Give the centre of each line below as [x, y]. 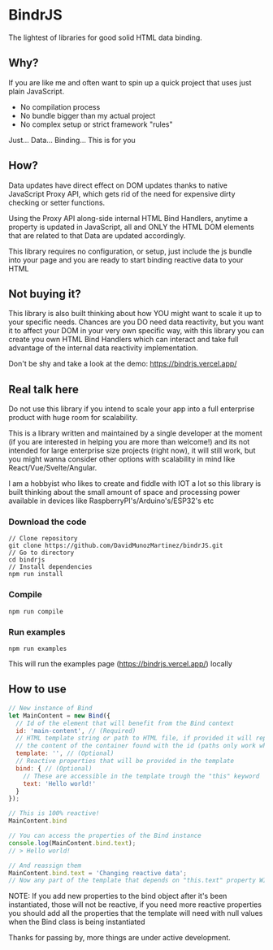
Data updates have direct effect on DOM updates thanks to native [118, 185]
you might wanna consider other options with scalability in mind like [122, 459]
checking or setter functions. [57, 202]
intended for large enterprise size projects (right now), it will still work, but [132, 451]
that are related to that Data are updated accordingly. [97, 235]
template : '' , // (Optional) [65, 753]
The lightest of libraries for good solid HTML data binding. [106, 37]
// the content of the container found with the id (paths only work [136, 746]
